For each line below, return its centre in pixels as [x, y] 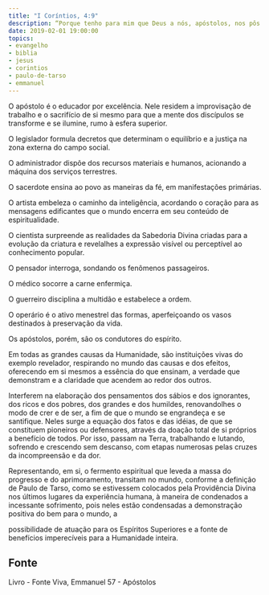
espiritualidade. [34, 220]
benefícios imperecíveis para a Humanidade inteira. [94, 538]
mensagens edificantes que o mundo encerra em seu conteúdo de [118, 211]
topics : [21, 38]
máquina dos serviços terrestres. [63, 171]
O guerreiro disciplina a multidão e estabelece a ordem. [100, 299]
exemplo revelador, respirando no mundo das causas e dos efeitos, [120, 363]
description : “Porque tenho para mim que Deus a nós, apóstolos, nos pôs [134, 23]
